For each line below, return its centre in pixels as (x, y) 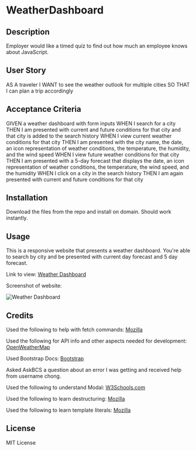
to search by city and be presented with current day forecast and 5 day (92, 257)
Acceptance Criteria (44, 109)
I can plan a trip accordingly (40, 91)
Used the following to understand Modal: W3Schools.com (75, 388)
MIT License (21, 442)
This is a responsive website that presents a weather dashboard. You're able (98, 251)
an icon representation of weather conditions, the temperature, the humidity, (98, 148)
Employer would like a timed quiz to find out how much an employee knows (97, 46)
